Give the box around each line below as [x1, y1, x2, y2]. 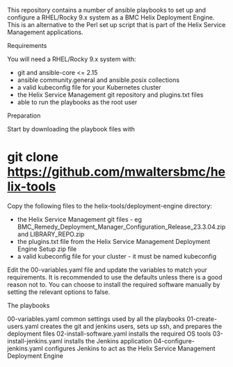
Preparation [7, 111, 41, 120]
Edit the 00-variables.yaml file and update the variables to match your [7, 266, 207, 274]
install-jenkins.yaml [7, 336, 63, 345]
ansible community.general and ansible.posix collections [17, 76, 179, 84]
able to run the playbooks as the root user [17, 98, 138, 106]
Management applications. [7, 28, 83, 36]
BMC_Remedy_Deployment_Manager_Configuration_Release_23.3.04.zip [17, 222, 226, 231]
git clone [7, 149, 59, 165]
